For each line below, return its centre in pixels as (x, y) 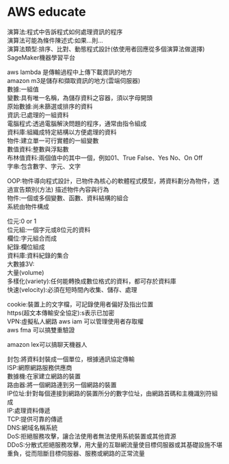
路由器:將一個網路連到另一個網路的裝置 (62, 384)
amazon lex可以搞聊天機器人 (47, 344)
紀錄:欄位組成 (26, 247)
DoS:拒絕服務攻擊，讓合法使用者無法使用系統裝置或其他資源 (92, 436)
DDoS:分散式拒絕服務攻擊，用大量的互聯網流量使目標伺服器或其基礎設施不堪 (115, 444)
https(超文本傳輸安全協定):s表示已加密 (61, 313)
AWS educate (47, 12)
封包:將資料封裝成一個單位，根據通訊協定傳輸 (71, 359)
